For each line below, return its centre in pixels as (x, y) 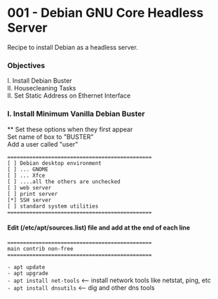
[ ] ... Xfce (26, 175)
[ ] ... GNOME (28, 169)
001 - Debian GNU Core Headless (105, 13)
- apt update (26, 267)
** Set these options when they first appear (70, 129)
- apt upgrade (28, 273)
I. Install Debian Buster (40, 81)
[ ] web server (29, 187)
